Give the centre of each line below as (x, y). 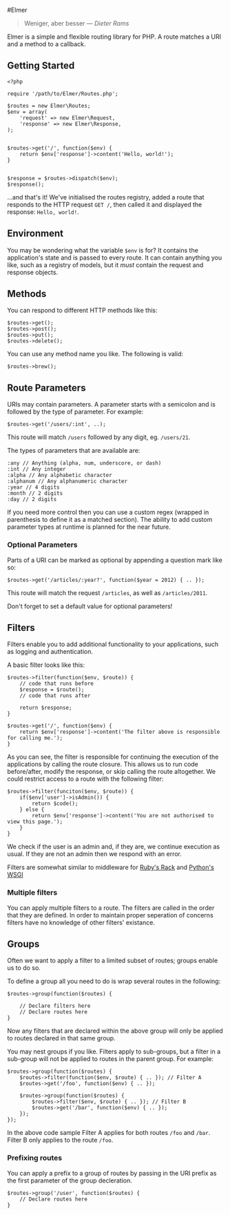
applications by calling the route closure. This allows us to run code (103, 764)
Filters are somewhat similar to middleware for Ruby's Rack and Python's (111, 867)
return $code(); (55, 804)
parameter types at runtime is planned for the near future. (89, 527)
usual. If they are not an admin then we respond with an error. (95, 854)
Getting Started (41, 66)
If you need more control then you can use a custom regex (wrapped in (108, 512)
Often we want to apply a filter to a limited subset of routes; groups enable (113, 961)
